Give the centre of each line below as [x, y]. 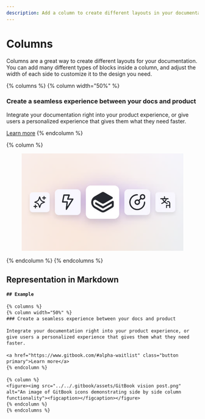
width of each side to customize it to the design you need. [79, 74]
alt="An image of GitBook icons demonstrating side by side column [94, 392]
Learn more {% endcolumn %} [45, 133]
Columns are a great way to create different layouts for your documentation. [102, 60]
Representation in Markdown [63, 280]
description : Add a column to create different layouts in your [90, 13]
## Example [20, 294]
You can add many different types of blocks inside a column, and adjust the [101, 67]
